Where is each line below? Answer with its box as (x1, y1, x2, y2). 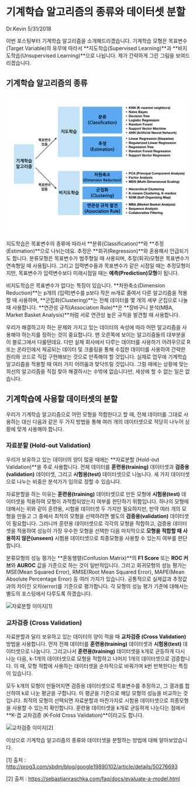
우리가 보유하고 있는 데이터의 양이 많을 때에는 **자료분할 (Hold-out (6, 456, 160, 463)
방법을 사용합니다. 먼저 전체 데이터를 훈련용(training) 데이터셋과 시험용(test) (6, 641, 182, 648)
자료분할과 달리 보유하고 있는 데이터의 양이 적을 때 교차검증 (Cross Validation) (6, 633, 187, 641)
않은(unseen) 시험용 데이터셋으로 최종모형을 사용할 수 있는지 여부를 (21, 534, 177, 541)
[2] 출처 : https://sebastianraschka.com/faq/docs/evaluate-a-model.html (6, 775, 180, 782)
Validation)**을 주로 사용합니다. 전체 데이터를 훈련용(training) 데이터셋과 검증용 (6, 463, 190, 470)
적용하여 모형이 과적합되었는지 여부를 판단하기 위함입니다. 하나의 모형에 (26, 498, 189, 505)
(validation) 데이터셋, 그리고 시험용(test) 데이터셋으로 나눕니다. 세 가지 (6, 471, 170, 478)
